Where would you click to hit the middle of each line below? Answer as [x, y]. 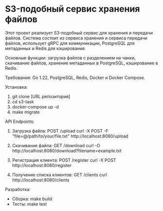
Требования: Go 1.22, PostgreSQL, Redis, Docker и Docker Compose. [75, 77]
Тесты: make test [29, 204]
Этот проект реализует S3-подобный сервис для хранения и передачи [79, 33]
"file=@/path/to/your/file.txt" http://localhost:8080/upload [70, 136]
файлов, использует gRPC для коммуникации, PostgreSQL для [70, 43]
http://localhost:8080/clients [41, 180]
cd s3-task [23, 101]
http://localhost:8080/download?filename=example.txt [67, 151]
